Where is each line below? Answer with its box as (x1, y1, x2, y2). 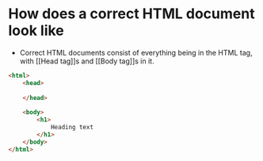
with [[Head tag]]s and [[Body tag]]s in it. (19, 56, 154, 66)
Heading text (50, 124, 93, 132)
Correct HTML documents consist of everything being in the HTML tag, (19, 48, 253, 57)
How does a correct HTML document (8, 5, 255, 23)
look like (8, 21, 65, 40)
